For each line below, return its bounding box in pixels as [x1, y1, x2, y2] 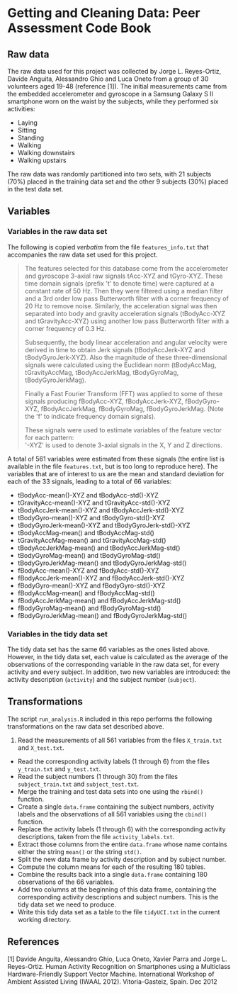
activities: [7, 105, 35, 113]
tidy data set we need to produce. [17, 900, 117, 909]
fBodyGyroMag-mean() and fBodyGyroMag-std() [17, 604, 161, 612]
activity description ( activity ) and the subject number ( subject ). [7, 675, 197, 683]
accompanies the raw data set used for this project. [7, 250, 158, 259]
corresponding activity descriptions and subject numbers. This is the [17, 892, 219, 901]
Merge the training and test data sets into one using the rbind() [17, 787, 204, 795]
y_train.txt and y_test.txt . [17, 764, 101, 773]
